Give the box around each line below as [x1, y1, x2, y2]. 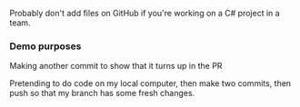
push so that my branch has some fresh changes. [9, 88, 195, 99]
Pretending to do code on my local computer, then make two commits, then [9, 78, 292, 89]
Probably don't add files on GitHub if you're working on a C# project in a [9, 8, 280, 18]
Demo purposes [9, 40, 82, 53]
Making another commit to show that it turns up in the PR [9, 61, 223, 72]
